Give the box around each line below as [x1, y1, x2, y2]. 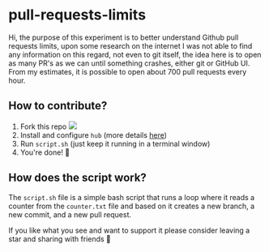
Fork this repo [19, 122, 67, 131]
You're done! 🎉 [19, 147, 70, 157]
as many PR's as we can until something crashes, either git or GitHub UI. [8, 58, 250, 68]
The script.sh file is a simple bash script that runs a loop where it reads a [8, 192, 255, 202]
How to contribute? [8, 99, 108, 113]
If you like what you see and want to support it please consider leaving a [8, 225, 250, 235]
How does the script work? [8, 171, 147, 185]
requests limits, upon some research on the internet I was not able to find [8, 41, 253, 50]
